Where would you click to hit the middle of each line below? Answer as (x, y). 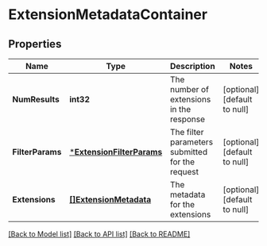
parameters (191, 142)
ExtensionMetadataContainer (108, 15)
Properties (35, 44)
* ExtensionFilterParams (116, 152)
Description (193, 66)
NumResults (36, 99)
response (187, 119)
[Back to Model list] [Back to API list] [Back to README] (99, 234)
